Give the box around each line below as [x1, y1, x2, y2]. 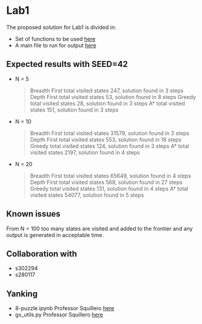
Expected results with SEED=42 [6, 59, 128, 69]
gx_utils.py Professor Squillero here [14, 311, 104, 319]
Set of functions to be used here [14, 35, 96, 42]
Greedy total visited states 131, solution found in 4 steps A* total [30, 185, 189, 192]
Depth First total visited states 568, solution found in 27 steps [30, 179, 183, 186]
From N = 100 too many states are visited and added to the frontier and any [6, 224, 193, 232]
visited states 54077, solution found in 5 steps [30, 191, 144, 199]
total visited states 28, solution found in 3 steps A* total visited [30, 100, 185, 107]
